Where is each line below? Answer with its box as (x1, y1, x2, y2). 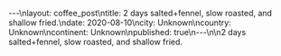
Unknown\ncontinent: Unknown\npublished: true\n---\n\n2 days (8, 27, 247, 37)
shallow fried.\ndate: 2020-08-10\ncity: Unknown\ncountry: (8, 17, 231, 28)
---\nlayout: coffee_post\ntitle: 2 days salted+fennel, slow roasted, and (8, 8, 273, 18)
